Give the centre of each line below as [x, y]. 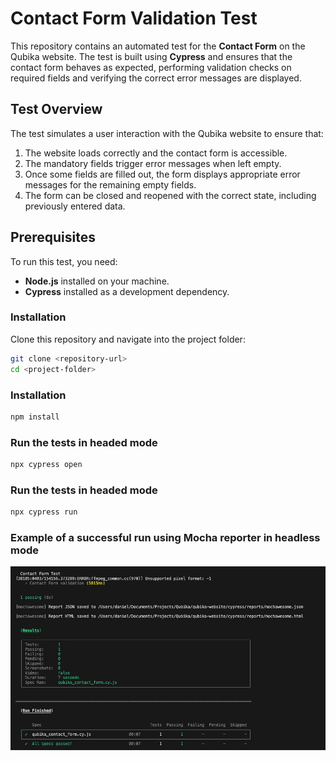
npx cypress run [44, 512]
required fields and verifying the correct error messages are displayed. [156, 78]
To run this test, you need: [64, 261]
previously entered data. [75, 206]
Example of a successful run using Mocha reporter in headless [165, 538]
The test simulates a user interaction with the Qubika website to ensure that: [167, 133]
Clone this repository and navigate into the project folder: [128, 339]
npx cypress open [46, 465]
